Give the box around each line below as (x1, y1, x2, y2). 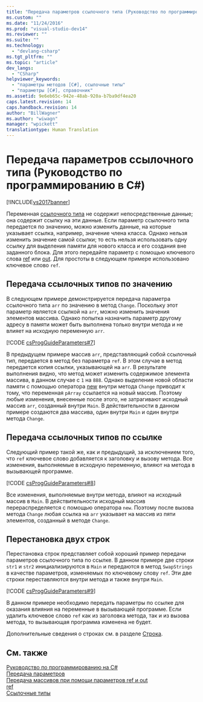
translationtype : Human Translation (6, 127, 98, 133)
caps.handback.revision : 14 (6, 104, 77, 111)
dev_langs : (6, 65, 34, 71)
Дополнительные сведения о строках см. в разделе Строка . (6, 630, 163, 637)
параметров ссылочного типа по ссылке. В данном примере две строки (6, 556, 195, 564)
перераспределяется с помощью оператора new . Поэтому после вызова (6, 504, 195, 511)
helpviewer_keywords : (6, 76, 61, 82)
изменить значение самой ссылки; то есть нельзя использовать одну (6, 236, 187, 243)
